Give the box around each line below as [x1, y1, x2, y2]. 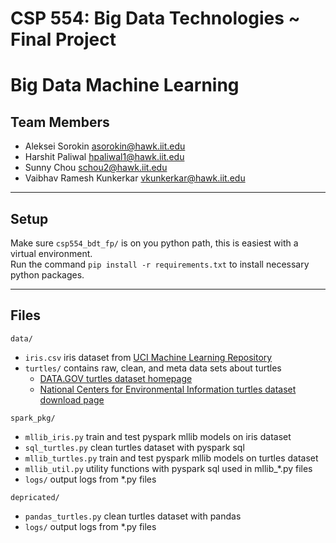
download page [39, 393, 105, 406]
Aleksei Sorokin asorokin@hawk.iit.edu [24, 140, 186, 152]
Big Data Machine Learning [10, 74, 240, 97]
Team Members [10, 113, 110, 131]
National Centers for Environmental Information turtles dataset [39, 383, 297, 395]
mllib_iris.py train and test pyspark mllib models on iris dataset [24, 430, 292, 442]
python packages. [10, 269, 85, 281]
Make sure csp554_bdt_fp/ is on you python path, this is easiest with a [10, 237, 299, 249]
